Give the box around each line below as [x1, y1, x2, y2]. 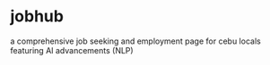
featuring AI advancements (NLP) [10, 45, 134, 55]
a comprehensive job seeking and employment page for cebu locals [10, 36, 261, 46]
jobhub [10, 6, 64, 27]
